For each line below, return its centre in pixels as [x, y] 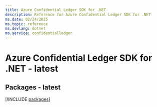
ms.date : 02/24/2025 [27, 19]
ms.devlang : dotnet [25, 29]
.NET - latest [32, 69]
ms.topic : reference [27, 24]
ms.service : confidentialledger [39, 33]
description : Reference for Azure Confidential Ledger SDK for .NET [78, 15]
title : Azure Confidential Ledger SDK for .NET [56, 10]
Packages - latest [33, 87]
